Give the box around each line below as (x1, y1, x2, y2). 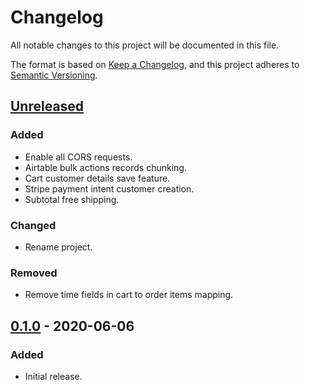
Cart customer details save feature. (24, 172, 171, 184)
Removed (10, 266, 58, 280)
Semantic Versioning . (10, 69, 98, 81)
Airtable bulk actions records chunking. (24, 161, 187, 173)
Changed (10, 218, 57, 232)
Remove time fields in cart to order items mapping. (24, 289, 234, 301)
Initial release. (24, 370, 83, 382)
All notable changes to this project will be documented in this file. (10, 39, 280, 51)
